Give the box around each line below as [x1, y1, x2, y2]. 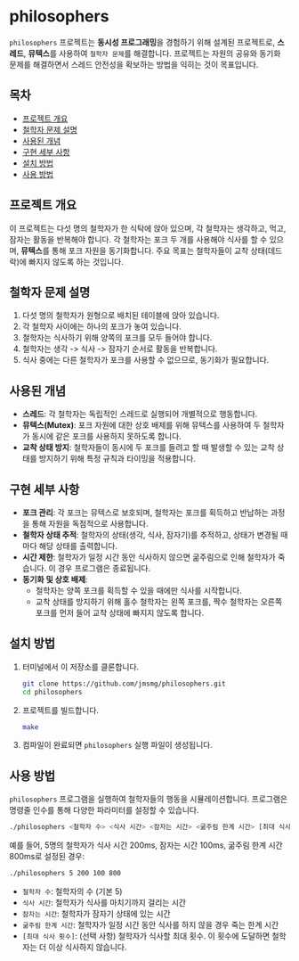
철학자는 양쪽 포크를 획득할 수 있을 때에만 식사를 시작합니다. [35, 586, 243, 595]
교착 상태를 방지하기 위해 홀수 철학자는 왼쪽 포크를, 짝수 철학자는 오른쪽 [35, 596, 283, 607]
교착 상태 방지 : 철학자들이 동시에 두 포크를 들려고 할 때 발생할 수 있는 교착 [21, 442, 276, 453]
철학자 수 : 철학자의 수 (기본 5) [21, 886, 123, 897]
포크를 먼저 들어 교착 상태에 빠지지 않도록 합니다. [35, 608, 205, 618]
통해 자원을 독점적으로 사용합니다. [31, 519, 149, 529]
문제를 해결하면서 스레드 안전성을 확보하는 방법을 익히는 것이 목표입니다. [9, 59, 259, 70]
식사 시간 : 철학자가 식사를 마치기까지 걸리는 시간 [21, 898, 187, 908]
